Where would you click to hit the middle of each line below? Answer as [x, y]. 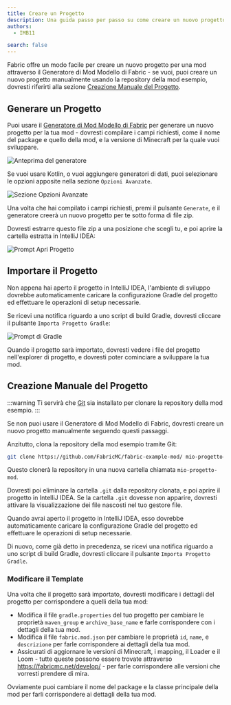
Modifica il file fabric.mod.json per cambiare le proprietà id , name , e [113, 637]
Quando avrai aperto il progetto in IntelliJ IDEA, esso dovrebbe [96, 519]
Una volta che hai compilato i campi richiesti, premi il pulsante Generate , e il [113, 208]
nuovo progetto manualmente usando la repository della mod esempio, [107, 79]
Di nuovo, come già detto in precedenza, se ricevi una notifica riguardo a [110, 546]
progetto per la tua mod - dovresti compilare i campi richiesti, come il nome [114, 132]
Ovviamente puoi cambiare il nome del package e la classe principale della [113, 686]
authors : [20, 26]
